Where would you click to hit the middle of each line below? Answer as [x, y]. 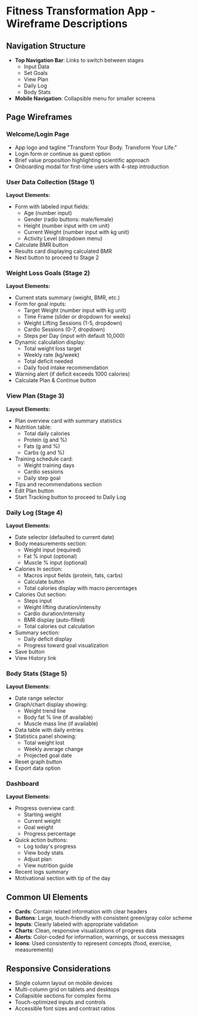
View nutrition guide [48, 865]
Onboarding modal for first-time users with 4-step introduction [92, 167]
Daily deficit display [48, 638]
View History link [35, 658]
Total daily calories [47, 433]
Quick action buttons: [41, 840]
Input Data [36, 66]
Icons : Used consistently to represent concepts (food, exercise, [93, 943]
